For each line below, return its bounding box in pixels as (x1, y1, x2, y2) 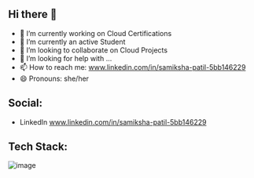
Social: (8, 96, 43, 110)
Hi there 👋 (8, 8, 57, 21)
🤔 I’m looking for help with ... (19, 53, 112, 63)
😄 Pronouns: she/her (19, 74, 89, 83)
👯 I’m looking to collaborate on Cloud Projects (19, 45, 167, 55)
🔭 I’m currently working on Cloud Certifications (19, 28, 172, 38)
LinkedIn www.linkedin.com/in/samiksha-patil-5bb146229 (19, 117, 207, 126)
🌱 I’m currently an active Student (19, 37, 126, 46)
